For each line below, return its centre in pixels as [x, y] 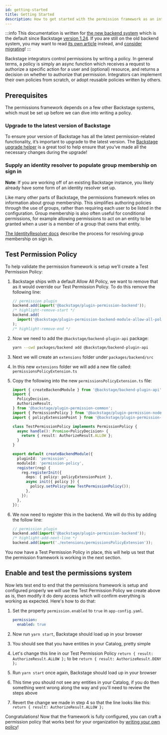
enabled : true [32, 624]
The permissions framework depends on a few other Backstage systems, [80, 108]
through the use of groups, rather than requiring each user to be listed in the [83, 208]
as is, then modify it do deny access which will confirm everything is [75, 596]
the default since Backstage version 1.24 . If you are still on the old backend [82, 38]
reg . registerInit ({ [42, 473]
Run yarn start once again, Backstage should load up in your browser [84, 672]
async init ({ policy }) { [52, 482]
